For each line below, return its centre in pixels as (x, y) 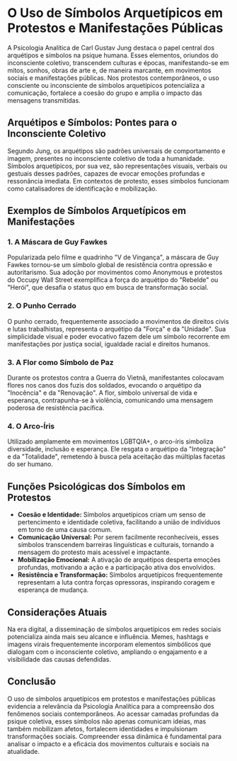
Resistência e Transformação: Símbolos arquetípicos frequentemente (120, 575)
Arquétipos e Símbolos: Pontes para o (92, 123)
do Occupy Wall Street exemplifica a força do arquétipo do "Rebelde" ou (113, 280)
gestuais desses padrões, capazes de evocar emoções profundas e (106, 173)
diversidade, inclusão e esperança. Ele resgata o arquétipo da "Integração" (117, 449)
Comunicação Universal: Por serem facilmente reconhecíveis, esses (118, 537)
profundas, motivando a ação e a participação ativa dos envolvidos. (116, 568)
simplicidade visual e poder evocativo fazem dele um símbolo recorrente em (118, 336)
